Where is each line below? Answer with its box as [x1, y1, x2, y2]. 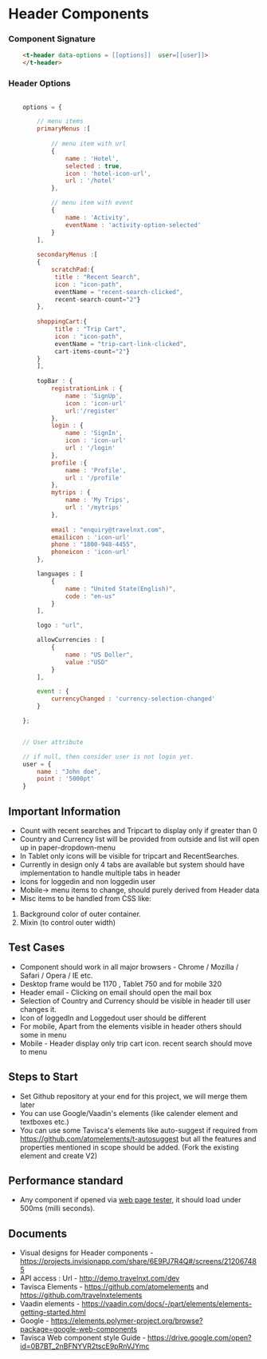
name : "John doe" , [37, 767, 102, 775]
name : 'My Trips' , [65, 496, 130, 504]
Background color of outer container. [19, 909, 142, 919]
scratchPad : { [50, 265, 94, 274]
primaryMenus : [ [37, 125, 91, 133]
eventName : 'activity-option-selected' [65, 221, 202, 229]
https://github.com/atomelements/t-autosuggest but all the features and [19, 1134, 257, 1143]
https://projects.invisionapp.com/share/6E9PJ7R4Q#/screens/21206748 [19, 1257, 257, 1266]
